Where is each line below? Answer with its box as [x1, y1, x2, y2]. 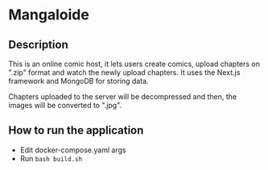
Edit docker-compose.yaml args [19, 145, 126, 155]
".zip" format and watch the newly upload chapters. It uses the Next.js [8, 68, 241, 77]
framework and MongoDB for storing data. [8, 77, 149, 85]
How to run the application [8, 123, 144, 138]
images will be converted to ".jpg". [8, 101, 122, 110]
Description [8, 38, 68, 52]
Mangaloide [8, 6, 90, 24]
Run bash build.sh [19, 153, 83, 163]
